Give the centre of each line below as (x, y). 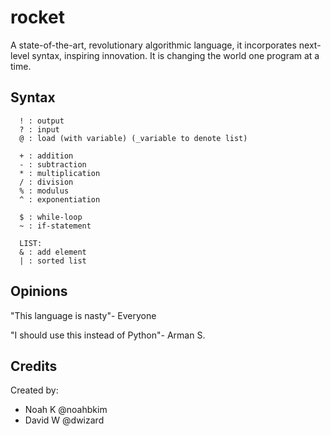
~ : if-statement (55, 226)
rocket (37, 17)
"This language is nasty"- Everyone (83, 315)
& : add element (53, 252)
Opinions (39, 291)
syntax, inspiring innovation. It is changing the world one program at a (175, 55)
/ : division (46, 182)
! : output (42, 121)
